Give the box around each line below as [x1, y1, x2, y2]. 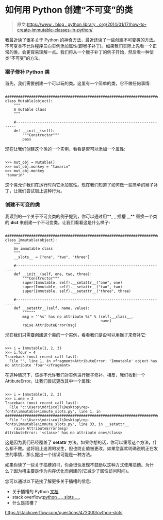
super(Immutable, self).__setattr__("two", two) [22, 284, 123, 289]
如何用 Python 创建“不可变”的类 [5, 4, 133, 16]
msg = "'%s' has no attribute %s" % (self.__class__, [22, 314, 133, 319]
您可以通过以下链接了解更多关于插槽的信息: [5, 478, 92, 484]
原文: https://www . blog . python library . [16, 21, 98, 27]
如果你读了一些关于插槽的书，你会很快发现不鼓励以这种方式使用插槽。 [5, 462, 146, 468]
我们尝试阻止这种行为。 [17, 188, 65, 194]
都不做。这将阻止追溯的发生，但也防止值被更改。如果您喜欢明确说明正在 [9, 445, 154, 451]
